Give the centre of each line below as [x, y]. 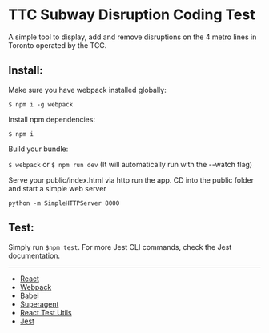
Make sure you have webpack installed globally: [87, 90]
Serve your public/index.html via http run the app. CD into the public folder [131, 180]
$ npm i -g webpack [41, 104]
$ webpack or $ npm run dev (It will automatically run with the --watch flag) [130, 164]
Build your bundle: [38, 149]
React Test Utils [46, 312]
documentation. [34, 255]
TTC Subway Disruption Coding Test [132, 15]
